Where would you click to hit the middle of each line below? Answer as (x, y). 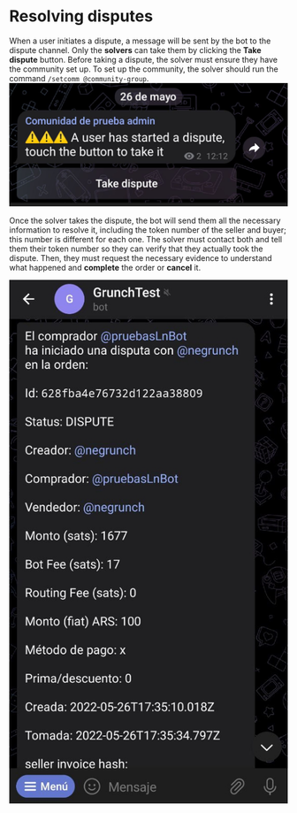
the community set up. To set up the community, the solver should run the (144, 69)
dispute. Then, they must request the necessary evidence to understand (141, 257)
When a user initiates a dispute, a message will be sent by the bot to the (140, 41)
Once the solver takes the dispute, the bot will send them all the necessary (145, 220)
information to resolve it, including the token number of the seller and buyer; (148, 230)
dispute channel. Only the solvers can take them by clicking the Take (136, 50)
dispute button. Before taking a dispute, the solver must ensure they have (144, 59)
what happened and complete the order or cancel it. (105, 267)
